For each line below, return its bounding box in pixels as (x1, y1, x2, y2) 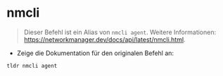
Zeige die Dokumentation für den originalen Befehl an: (16, 49, 174, 57)
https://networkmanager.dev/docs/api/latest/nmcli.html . (23, 35, 186, 43)
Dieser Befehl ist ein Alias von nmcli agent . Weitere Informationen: (23, 28, 216, 36)
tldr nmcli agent (6, 62, 58, 69)
